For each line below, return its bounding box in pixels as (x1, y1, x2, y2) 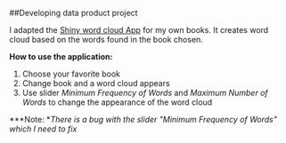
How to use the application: (9, 52, 113, 61)
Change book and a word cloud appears (21, 78, 171, 88)
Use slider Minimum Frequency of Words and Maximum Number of (21, 88, 269, 98)
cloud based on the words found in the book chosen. (9, 35, 203, 44)
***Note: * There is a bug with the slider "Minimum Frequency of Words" (9, 115, 278, 124)
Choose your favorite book (21, 68, 121, 79)
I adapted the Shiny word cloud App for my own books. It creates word (9, 25, 269, 35)
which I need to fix (9, 123, 78, 134)
